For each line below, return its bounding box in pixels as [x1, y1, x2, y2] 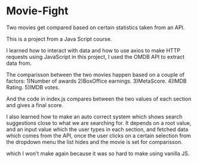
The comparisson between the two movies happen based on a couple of [6, 71, 185, 78]
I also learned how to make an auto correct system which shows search [6, 113, 183, 120]
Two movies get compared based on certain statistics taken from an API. [6, 24, 185, 31]
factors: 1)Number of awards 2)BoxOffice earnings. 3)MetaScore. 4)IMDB [6, 77, 187, 84]
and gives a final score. [6, 101, 64, 108]
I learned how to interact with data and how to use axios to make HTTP [6, 46, 181, 54]
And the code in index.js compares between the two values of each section [6, 95, 192, 102]
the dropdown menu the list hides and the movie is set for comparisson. [6, 138, 183, 145]
